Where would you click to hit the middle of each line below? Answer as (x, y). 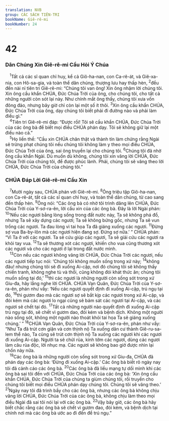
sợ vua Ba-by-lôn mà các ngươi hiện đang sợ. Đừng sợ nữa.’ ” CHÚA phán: (82, 232)
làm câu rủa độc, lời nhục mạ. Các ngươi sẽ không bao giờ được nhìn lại (79, 345)
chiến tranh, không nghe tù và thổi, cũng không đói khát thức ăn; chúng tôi (83, 272)
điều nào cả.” (19, 133)
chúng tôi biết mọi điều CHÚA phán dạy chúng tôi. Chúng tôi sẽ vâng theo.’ (83, 384)
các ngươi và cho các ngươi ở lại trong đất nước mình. (61, 249)
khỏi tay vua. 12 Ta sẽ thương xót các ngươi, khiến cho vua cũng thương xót (82, 243)
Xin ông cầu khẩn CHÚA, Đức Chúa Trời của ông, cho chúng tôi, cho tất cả (83, 93)
